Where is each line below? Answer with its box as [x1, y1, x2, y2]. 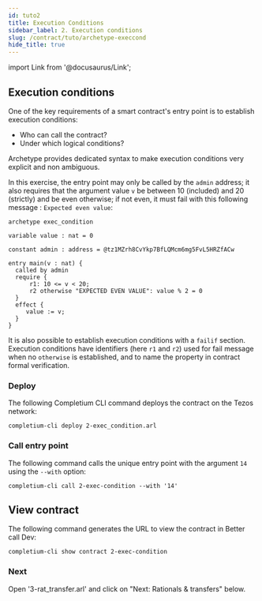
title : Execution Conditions [8, 19, 104, 27]
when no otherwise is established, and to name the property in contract [8, 352, 241, 362]
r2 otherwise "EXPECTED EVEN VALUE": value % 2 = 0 [28, 287, 203, 295]
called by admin [15, 266, 69, 274]
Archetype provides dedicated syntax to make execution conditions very [8, 153, 245, 163]
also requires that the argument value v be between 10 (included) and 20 [8, 186, 245, 195]
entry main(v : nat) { [8, 259, 83, 267]
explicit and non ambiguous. [8, 162, 100, 171]
